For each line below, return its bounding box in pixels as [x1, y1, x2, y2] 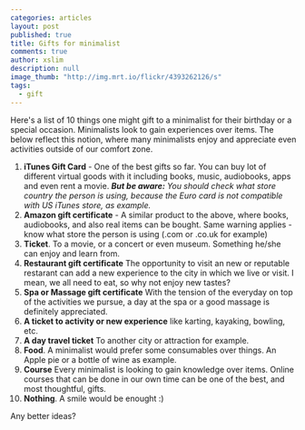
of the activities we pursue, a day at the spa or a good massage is [23, 296, 271, 307]
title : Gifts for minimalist [10, 38, 121, 48]
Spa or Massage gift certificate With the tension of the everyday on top [23, 286, 293, 297]
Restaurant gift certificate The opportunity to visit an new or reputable [23, 257, 290, 268]
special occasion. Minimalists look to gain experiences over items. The [10, 124, 275, 135]
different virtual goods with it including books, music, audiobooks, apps [23, 170, 291, 182]
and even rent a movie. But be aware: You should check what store [23, 180, 276, 191]
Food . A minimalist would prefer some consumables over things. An [23, 345, 277, 355]
